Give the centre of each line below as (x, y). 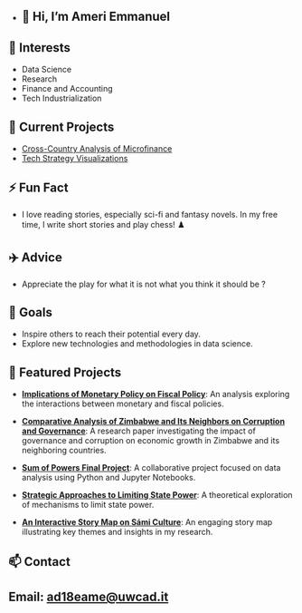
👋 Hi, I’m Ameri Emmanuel (96, 17)
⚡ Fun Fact (38, 188)
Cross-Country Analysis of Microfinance (97, 149)
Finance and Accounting (67, 89)
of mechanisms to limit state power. (88, 505)
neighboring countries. (64, 451)
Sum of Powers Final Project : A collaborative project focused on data (151, 468)
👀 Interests (40, 48)
